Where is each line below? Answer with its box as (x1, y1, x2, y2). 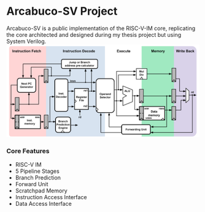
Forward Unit (15, 180, 48, 187)
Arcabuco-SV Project (6, 4, 118, 18)
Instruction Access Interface (15, 193, 87, 200)
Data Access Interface (15, 200, 72, 207)
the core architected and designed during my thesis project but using (6, 31, 182, 38)
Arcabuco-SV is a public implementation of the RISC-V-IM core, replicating (6, 25, 196, 32)
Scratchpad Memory (15, 187, 68, 194)
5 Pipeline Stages (15, 167, 60, 175)
